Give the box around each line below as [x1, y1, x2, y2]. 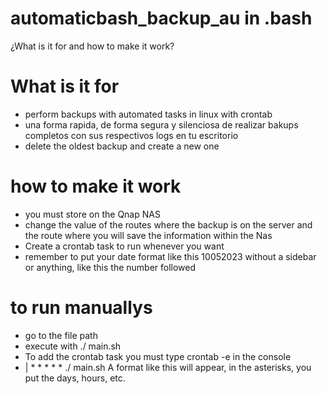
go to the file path [24, 329, 98, 341]
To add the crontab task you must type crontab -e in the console [24, 350, 292, 362]
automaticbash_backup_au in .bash [10, 7, 313, 30]
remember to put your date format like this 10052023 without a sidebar [24, 250, 317, 262]
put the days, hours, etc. [24, 372, 126, 384]
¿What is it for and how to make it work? [10, 40, 175, 52]
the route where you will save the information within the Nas [24, 229, 273, 241]
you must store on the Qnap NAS [24, 208, 161, 220]
